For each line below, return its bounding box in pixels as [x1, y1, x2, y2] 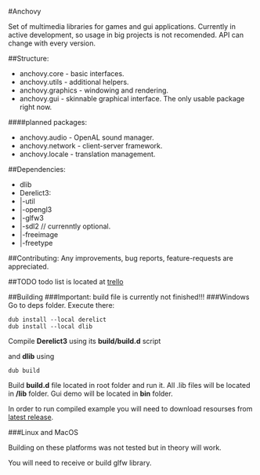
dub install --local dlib [8, 323, 92, 331]
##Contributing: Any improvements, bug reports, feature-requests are [8, 254, 233, 262]
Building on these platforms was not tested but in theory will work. [8, 443, 222, 452]
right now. [19, 102, 52, 111]
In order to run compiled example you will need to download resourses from [8, 404, 253, 413]
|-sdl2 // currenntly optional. [19, 221, 111, 231]
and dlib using [8, 352, 55, 360]
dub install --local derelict [8, 316, 107, 323]
